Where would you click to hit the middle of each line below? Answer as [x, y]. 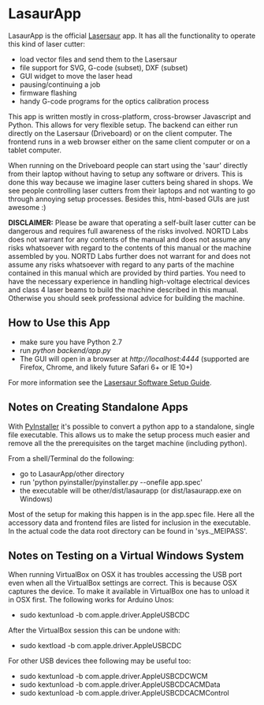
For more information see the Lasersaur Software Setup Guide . [110, 382]
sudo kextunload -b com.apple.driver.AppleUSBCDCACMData [120, 684]
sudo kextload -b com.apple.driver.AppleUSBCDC [100, 646]
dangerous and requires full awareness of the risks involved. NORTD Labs [128, 231]
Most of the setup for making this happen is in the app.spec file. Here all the [131, 514]
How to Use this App [59, 323]
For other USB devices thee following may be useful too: [100, 661]
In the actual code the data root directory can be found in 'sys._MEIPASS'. [128, 531]
